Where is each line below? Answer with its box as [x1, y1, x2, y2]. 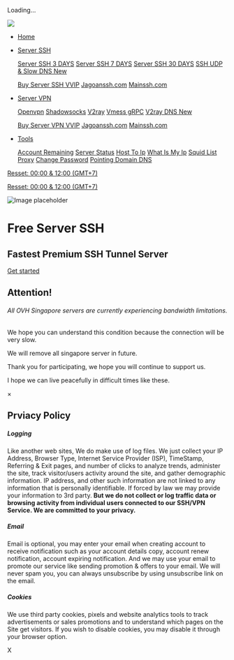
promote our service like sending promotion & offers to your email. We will [7, 562, 221, 570]
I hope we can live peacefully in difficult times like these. [7, 376, 170, 384]
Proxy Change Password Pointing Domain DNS [17, 156, 152, 163]
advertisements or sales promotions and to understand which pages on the [7, 617, 224, 626]
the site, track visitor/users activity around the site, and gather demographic [7, 469, 226, 477]
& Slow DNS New [17, 67, 68, 75]
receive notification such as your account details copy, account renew [7, 547, 210, 555]
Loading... [7, 6, 36, 14]
